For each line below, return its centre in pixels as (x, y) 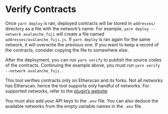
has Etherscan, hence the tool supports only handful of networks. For (77, 85)
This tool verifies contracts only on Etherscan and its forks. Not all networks (84, 80)
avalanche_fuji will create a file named (64, 34)
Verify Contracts (41, 9)
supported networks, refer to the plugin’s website (56, 91)
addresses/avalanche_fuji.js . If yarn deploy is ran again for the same (78, 39)
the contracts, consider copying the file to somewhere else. (67, 50)
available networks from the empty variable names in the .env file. (74, 106)
